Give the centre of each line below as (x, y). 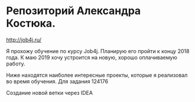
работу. (16, 64)
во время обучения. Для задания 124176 (57, 81)
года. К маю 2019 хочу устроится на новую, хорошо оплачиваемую (92, 57)
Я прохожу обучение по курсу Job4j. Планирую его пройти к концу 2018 (98, 51)
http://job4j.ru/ (24, 40)
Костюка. (31, 23)
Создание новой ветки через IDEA (50, 93)
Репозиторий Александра (74, 11)
